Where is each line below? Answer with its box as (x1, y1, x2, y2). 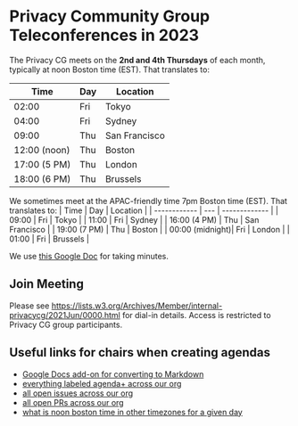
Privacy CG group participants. (9, 319, 123, 330)
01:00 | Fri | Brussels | (9, 233, 89, 244)
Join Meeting (9, 276, 85, 291)
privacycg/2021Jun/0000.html (9, 309, 120, 320)
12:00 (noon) (13, 143, 70, 156)
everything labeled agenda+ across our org (21, 378, 182, 389)
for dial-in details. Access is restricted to (121, 309, 271, 320)
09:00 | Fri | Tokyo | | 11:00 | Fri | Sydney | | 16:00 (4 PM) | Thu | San (9, 214, 260, 225)
